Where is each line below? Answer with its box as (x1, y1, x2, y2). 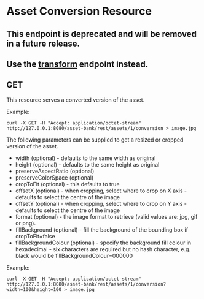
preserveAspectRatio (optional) (15, 167, 95, 175)
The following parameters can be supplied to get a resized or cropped (6, 136, 184, 143)
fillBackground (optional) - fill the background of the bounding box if (15, 225, 189, 233)
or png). (15, 219, 36, 227)
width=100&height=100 (6, 286, 62, 292)
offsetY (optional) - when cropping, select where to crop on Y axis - (15, 200, 187, 207)
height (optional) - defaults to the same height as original (15, 161, 160, 168)
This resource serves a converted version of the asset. (6, 96, 145, 104)
